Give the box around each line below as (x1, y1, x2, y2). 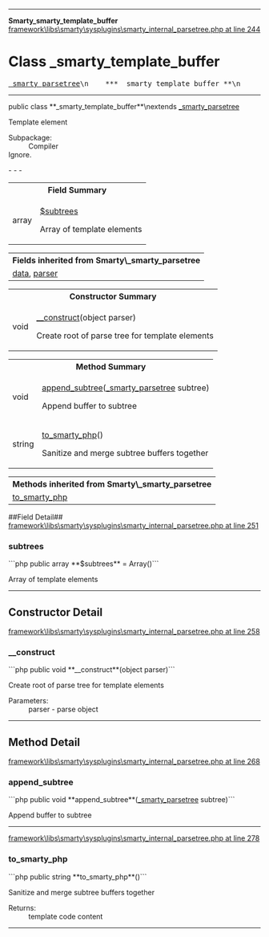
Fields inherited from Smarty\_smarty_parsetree (12, 255, 201, 266)
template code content (28, 911, 103, 921)
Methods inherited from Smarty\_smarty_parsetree (12, 479, 212, 490)
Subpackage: (8, 132, 52, 142)
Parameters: (8, 696, 49, 706)
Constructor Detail (8, 605, 102, 619)
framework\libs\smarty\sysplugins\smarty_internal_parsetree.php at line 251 (8, 520, 259, 530)
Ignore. (8, 149, 32, 159)
